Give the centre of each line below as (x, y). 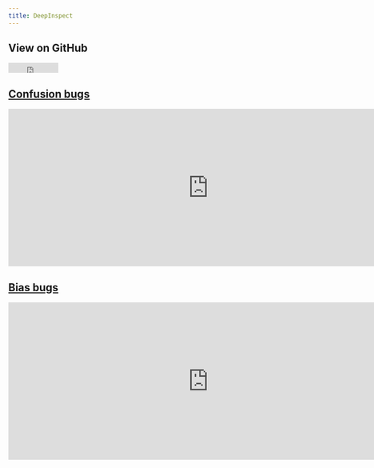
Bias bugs (33, 288)
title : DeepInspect (41, 16)
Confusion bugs (49, 94)
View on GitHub (48, 48)
